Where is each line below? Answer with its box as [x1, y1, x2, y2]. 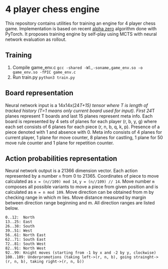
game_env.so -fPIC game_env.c [12, 70, 76, 75]
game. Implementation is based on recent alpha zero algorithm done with [5, 25, 157, 31]
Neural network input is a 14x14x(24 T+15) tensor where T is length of [5, 102, 148, 108]
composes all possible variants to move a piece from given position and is [5, 184, 158, 190]
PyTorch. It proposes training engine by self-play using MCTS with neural [5, 31, 157, 37]
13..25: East [5, 220, 33, 225]
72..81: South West [5, 241, 46, 247]
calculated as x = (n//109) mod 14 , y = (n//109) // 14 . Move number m [5, 178, 155, 185]
